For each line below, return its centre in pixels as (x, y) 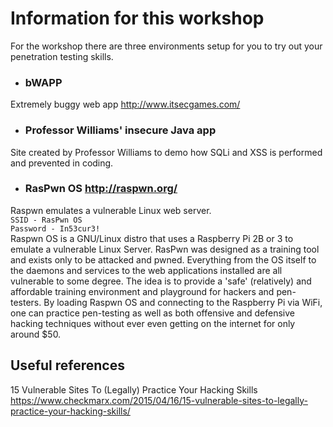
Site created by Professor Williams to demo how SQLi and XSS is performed (166, 152)
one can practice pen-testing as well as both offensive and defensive (152, 313)
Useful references (67, 365)
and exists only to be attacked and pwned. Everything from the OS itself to (163, 259)
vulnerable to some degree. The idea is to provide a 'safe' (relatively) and (161, 281)
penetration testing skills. (62, 56)
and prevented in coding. (62, 163)
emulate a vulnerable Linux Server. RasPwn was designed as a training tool (165, 249)
